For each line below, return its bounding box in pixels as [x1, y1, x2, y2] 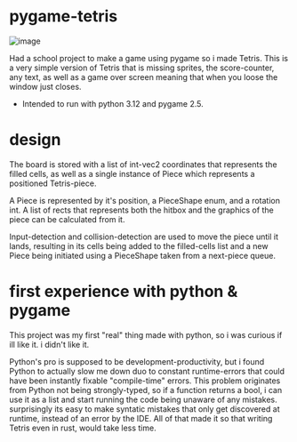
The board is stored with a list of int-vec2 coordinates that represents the [9, 158, 277, 170]
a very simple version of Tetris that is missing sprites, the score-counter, [9, 62, 275, 73]
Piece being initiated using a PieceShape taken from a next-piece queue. [9, 250, 276, 261]
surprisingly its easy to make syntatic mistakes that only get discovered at [9, 403, 280, 414]
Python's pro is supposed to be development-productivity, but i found [9, 356, 265, 366]
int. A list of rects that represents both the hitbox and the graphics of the [9, 205, 274, 215]
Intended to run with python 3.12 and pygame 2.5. [21, 98, 204, 108]
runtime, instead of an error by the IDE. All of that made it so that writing [9, 413, 273, 423]
